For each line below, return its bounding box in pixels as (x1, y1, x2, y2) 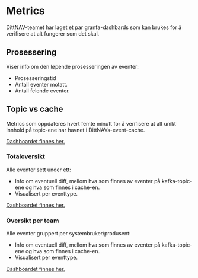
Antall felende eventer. (14, 87, 70, 94)
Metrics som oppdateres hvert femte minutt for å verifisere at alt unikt (6, 120, 177, 127)
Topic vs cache (6, 104, 63, 114)
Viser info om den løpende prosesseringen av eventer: (6, 63, 139, 70)
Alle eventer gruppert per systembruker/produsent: (6, 230, 131, 237)
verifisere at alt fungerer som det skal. (6, 30, 100, 37)
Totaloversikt (6, 152, 46, 161)
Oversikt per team (6, 216, 59, 225)
